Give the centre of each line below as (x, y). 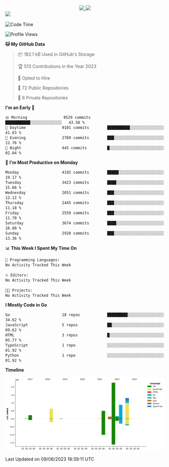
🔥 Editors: (17, 275)
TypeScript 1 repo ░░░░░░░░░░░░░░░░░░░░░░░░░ (85, 345)
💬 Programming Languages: (32, 260)
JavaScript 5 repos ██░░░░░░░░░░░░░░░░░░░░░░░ (85, 325)
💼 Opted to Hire (34, 78)
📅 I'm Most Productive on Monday (42, 162)
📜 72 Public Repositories (43, 88)
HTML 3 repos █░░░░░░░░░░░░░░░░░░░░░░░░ (85, 335)
